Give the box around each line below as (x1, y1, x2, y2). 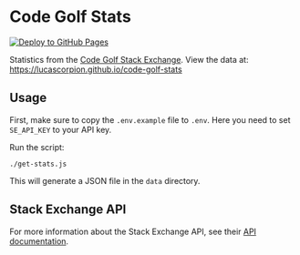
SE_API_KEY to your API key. (9, 124, 112, 135)
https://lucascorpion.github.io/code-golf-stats (9, 64, 182, 75)
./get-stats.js (9, 159, 67, 168)
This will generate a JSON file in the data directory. (9, 175, 201, 186)
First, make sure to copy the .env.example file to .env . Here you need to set (9, 114, 291, 125)
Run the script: (9, 141, 65, 152)
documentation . (9, 235, 69, 247)
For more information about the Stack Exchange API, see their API (9, 226, 257, 237)
